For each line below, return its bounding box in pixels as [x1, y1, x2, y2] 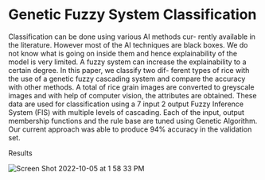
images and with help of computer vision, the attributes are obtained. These [8, 90, 257, 100]
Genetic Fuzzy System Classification [8, 6, 257, 24]
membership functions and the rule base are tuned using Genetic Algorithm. [8, 116, 258, 125]
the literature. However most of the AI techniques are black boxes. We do [8, 40, 248, 49]
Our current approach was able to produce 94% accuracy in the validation [8, 124, 252, 134]
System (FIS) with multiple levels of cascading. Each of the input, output [8, 107, 245, 117]
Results [8, 148, 33, 158]
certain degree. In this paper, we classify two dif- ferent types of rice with [8, 65, 250, 75]
